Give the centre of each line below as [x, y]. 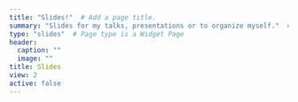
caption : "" [39, 51]
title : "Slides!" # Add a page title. [83, 17]
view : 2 [24, 75]
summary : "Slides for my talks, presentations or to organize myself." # [150, 26]
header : [24, 42]
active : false [35, 83]
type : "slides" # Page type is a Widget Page [97, 34]
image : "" [35, 59]
